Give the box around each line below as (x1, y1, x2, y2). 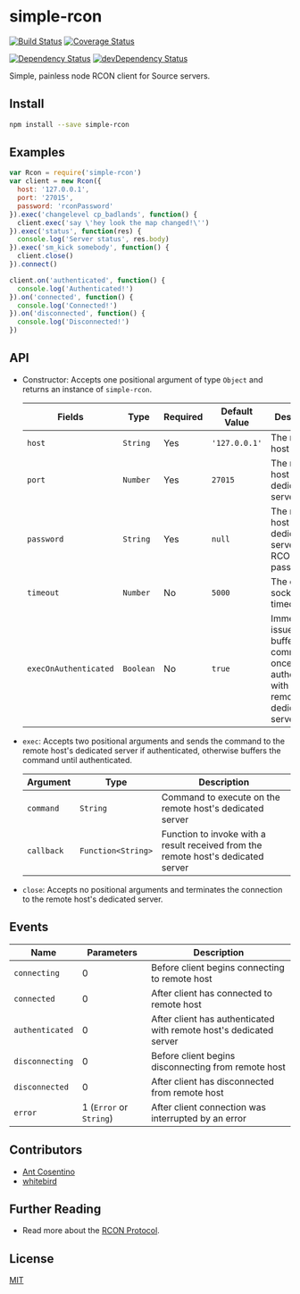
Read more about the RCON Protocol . (21, 1225, 161, 1236)
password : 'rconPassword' (17, 201, 114, 211)
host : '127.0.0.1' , (17, 185, 90, 194)
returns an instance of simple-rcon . (21, 383, 153, 394)
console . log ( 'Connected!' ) (17, 301, 118, 310)
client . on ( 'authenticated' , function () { (9, 275, 166, 285)
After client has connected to (151, 987, 272, 999)
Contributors (9, 1142, 83, 1158)
